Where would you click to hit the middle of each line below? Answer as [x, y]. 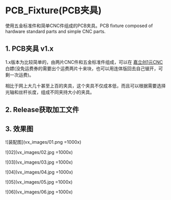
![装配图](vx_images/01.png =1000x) [43, 142]
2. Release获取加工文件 [42, 110]
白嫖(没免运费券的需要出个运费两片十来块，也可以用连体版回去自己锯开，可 [84, 68]
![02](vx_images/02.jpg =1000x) [39, 152]
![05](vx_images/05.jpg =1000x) [39, 182]
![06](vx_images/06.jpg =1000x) [39, 192]
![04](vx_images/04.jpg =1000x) [39, 172]
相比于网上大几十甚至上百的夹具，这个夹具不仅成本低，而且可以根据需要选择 [85, 85]
